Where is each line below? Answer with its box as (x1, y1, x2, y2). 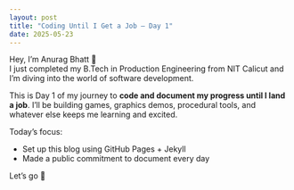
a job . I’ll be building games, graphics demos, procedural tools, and (9, 100, 257, 111)
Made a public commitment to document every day (21, 153, 210, 164)
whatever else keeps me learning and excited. (9, 109, 178, 120)
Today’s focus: (9, 127, 63, 137)
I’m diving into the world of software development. (9, 73, 194, 84)
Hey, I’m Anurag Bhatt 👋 (9, 54, 97, 65)
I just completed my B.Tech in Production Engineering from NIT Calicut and (9, 63, 284, 74)
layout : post (9, 12, 58, 22)
